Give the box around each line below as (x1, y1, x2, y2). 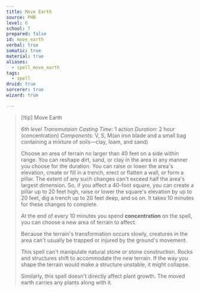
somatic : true (6, 48, 42, 54)
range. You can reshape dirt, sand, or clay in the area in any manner (20, 156, 188, 163)
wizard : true (6, 92, 39, 98)
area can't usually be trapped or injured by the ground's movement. (20, 236, 187, 244)
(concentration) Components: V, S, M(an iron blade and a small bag (20, 132, 186, 139)
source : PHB (6, 14, 36, 20)
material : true (6, 53, 44, 59)
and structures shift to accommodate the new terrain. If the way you (20, 254, 188, 261)
